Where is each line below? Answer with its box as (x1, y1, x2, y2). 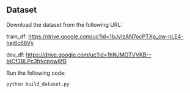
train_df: (6, 33, 27, 40)
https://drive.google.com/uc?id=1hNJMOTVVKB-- (26, 51, 152, 58)
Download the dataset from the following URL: (6, 21, 123, 28)
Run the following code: (6, 69, 66, 77)
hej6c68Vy (6, 39, 34, 46)
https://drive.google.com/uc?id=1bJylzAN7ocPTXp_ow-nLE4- (28, 33, 184, 40)
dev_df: (6, 51, 25, 58)
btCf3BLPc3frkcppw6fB (6, 57, 67, 64)
